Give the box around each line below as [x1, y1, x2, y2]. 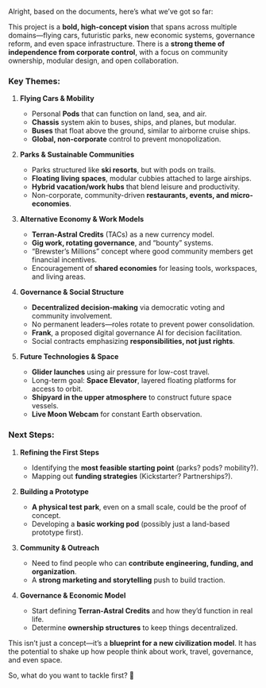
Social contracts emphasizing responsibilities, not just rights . [31, 337, 236, 346]
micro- [229, 191, 253, 200]
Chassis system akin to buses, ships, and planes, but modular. [31, 118, 237, 127]
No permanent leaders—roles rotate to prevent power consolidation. [31, 319, 256, 329]
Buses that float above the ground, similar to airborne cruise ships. [31, 126, 251, 136]
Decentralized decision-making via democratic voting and [31, 303, 225, 312]
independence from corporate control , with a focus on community [8, 48, 229, 56]
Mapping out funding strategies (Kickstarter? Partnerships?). [31, 471, 233, 481]
